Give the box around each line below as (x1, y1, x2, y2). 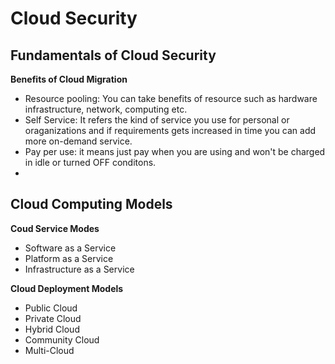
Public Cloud (24, 302, 78, 314)
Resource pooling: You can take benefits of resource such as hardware (24, 93, 318, 104)
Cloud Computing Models (10, 196, 173, 213)
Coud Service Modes (10, 222, 100, 234)
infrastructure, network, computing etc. (24, 103, 188, 115)
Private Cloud (24, 312, 82, 324)
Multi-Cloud (24, 344, 75, 356)
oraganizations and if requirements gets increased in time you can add (24, 125, 317, 136)
